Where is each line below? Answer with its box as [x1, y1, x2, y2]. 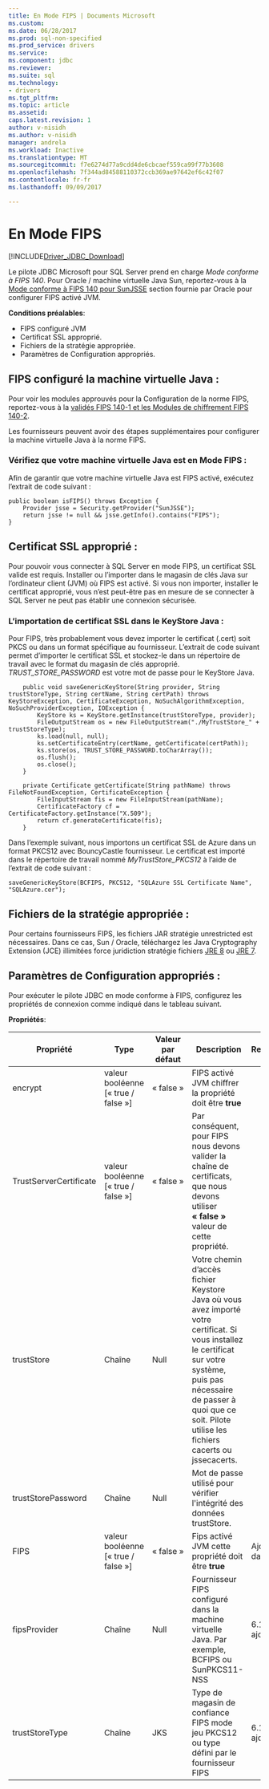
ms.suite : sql [8, 71, 56, 79]
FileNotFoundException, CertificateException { [8, 788, 171, 797]
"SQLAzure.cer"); [8, 886, 66, 894]
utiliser [191, 1200, 218, 1211]
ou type [191, 1737, 221, 1748]
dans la [191, 1604, 219, 1615]
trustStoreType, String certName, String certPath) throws [8, 690, 210, 698]
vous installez [191, 1333, 243, 1345]
